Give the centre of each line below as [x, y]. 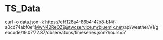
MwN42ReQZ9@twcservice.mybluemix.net [79, 27]
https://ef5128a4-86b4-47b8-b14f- [81, 22]
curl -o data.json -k [25, 22]
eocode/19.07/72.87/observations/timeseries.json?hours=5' [66, 32]
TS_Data [23, 9]
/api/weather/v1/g [140, 27]
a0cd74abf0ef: [20, 27]
